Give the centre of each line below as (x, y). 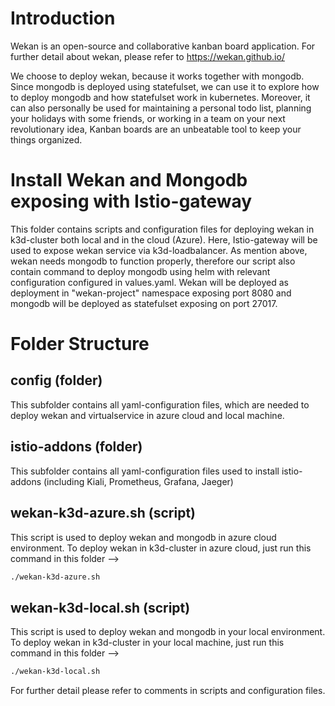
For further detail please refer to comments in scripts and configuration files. (168, 691)
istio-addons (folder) (76, 447)
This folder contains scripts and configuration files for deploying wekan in (162, 229)
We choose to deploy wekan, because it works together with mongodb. (157, 76)
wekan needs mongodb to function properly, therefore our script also (153, 261)
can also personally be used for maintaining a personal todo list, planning (161, 108)
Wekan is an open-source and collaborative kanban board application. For (163, 46)
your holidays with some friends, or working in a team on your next (148, 118)
